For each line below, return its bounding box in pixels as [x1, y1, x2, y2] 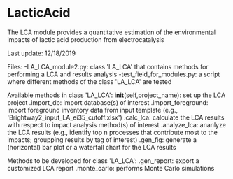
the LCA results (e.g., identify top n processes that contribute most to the [7, 128, 218, 136]
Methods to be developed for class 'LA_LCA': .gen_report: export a [7, 156, 199, 165]
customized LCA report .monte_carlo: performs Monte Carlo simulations [7, 164, 215, 172]
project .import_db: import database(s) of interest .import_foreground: [7, 98, 209, 106]
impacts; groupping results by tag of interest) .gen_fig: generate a [7, 135, 197, 144]
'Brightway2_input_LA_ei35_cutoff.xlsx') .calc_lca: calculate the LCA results [7, 113, 225, 122]
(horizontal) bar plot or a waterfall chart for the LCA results [7, 143, 176, 151]
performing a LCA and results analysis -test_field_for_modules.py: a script [7, 70, 220, 78]
